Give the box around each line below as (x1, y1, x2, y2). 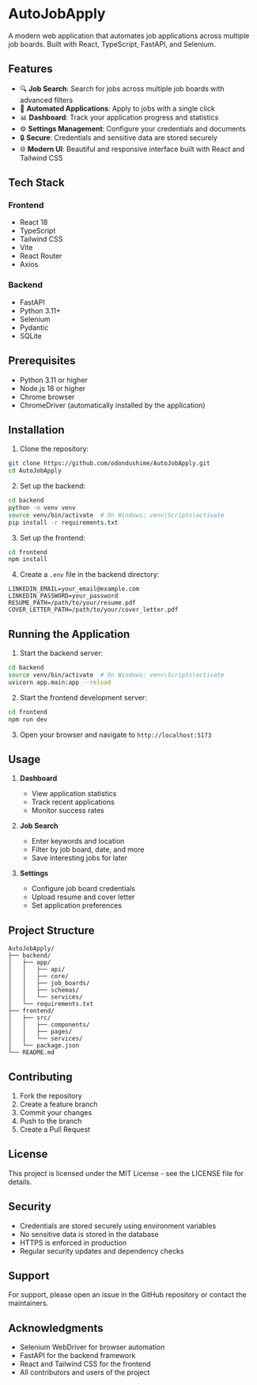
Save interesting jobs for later (31, 853, 128, 863)
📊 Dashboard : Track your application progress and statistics (19, 112, 219, 122)
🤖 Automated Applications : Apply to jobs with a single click (19, 104, 215, 113)
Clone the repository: (19, 444, 89, 453)
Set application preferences (31, 901, 123, 910)
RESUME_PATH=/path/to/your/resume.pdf (8, 599, 136, 607)
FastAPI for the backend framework (19, 1351, 136, 1360)
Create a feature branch (19, 1099, 98, 1109)
